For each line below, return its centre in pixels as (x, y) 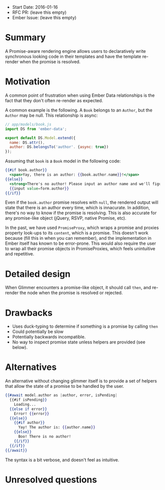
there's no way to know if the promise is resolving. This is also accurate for (81, 213)
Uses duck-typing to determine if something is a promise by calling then (85, 326)
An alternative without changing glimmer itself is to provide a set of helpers (81, 381)
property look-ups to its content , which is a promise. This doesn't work (77, 233)
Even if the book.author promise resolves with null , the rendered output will (82, 202)
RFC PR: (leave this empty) (39, 12)
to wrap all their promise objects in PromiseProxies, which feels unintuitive (80, 249)
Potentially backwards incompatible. (49, 337)
